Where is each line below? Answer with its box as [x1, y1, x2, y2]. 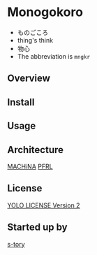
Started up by [7, 221, 68, 233]
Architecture [7, 144, 64, 156]
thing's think [17, 36, 54, 44]
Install [7, 96, 35, 108]
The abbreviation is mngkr [17, 52, 91, 60]
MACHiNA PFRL [7, 162, 54, 170]
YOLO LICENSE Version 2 [7, 201, 80, 210]
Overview [7, 73, 51, 85]
